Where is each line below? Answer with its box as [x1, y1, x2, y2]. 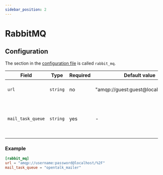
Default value [123, 71, 156, 78]
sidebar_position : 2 [5, 7, 47, 12]
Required [69, 71, 91, 78]
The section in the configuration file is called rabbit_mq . [5, 60, 116, 66]
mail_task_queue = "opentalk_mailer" [5, 165, 81, 170]
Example [5, 145, 26, 152]
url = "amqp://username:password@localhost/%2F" [5, 160, 105, 165]
